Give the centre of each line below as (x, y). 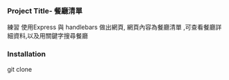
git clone (20, 69)
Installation (27, 54)
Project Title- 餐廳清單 (45, 10)
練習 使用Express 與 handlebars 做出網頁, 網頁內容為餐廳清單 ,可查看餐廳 (112, 27)
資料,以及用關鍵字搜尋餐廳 (51, 36)
